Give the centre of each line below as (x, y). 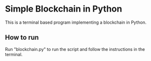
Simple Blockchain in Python (64, 9)
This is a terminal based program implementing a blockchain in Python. (76, 22)
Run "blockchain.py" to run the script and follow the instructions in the (75, 49)
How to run (22, 38)
